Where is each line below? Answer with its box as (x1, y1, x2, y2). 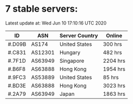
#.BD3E (8, 82, 26, 89)
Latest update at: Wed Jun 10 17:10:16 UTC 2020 (5, 20, 107, 26)
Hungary (59, 49, 81, 56)
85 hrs (102, 73, 119, 81)
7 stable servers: (5, 3, 78, 15)
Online (106, 32, 122, 39)
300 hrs (102, 40, 122, 47)
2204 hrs (102, 57, 126, 64)
